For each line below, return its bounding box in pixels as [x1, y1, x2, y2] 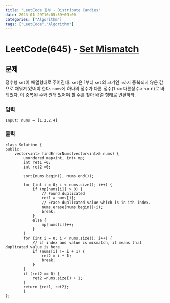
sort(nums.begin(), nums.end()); [23, 173, 94, 178]
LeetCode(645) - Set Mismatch [5, 44, 139, 55]
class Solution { [5, 142, 42, 147]
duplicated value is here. [5, 244, 62, 249]
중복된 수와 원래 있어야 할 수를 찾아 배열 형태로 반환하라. [25, 92, 137, 98]
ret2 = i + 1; [41, 253, 72, 258]
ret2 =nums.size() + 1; [32, 275, 83, 281]
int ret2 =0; [23, 164, 51, 170]
